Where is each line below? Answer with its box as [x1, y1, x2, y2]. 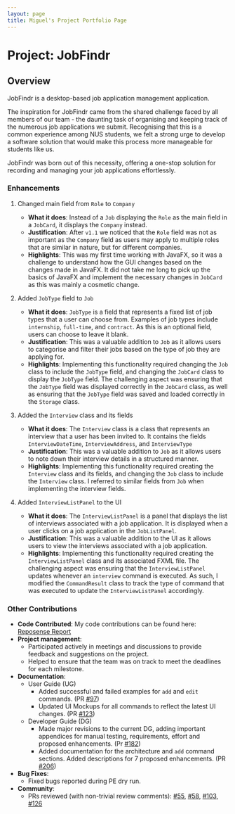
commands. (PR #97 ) [38, 694, 100, 704]
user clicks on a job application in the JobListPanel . [27, 526, 177, 535]
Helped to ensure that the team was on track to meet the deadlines [27, 657, 222, 666]
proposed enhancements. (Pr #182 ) [38, 739, 142, 748]
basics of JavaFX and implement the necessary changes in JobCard [27, 272, 223, 281]
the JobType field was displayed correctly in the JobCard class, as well [27, 382, 228, 390]
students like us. [7, 145, 55, 153]
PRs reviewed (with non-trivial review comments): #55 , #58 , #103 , [27, 792, 219, 801]
